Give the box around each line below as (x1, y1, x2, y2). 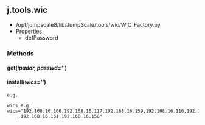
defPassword (24, 34, 58, 41)
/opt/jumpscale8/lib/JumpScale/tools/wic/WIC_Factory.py (15, 21, 161, 28)
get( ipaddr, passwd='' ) (7, 64, 68, 72)
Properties (15, 27, 42, 35)
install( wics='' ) (7, 78, 46, 85)
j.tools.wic (7, 5, 48, 15)
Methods (7, 49, 34, 57)
